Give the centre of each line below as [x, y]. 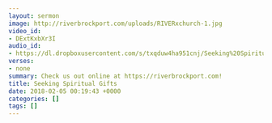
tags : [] [23, 106]
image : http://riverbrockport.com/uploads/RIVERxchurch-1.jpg [115, 23]
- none [19, 69]
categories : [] [34, 99]
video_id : [25, 31]
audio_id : [25, 46]
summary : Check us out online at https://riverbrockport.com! [115, 76]
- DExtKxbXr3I [32, 38]
